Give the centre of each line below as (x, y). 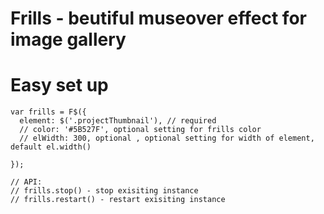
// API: (26, 182)
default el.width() (51, 147)
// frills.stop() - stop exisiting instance (104, 191)
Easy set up (59, 85)
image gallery (68, 39)
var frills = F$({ (48, 112)
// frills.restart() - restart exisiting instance (118, 200)
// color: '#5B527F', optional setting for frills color (140, 130)
